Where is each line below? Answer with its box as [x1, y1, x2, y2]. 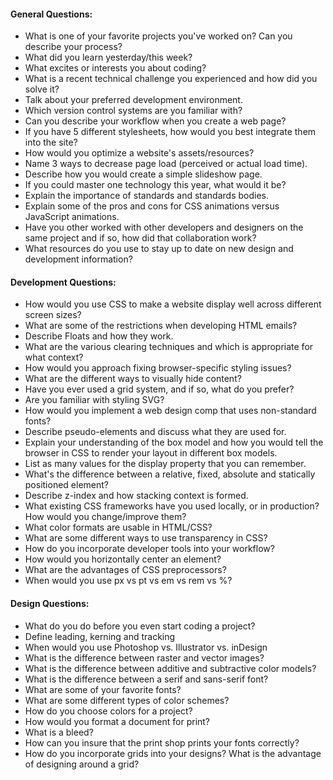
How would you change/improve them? [24, 511, 187, 523]
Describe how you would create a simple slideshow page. [24, 168, 263, 180]
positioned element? [24, 479, 110, 491]
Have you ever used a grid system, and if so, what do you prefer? [24, 383, 295, 395]
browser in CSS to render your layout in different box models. [24, 447, 278, 459]
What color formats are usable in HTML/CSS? [24, 521, 213, 534]
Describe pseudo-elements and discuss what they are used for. [24, 426, 287, 438]
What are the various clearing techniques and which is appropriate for [24, 341, 314, 353]
